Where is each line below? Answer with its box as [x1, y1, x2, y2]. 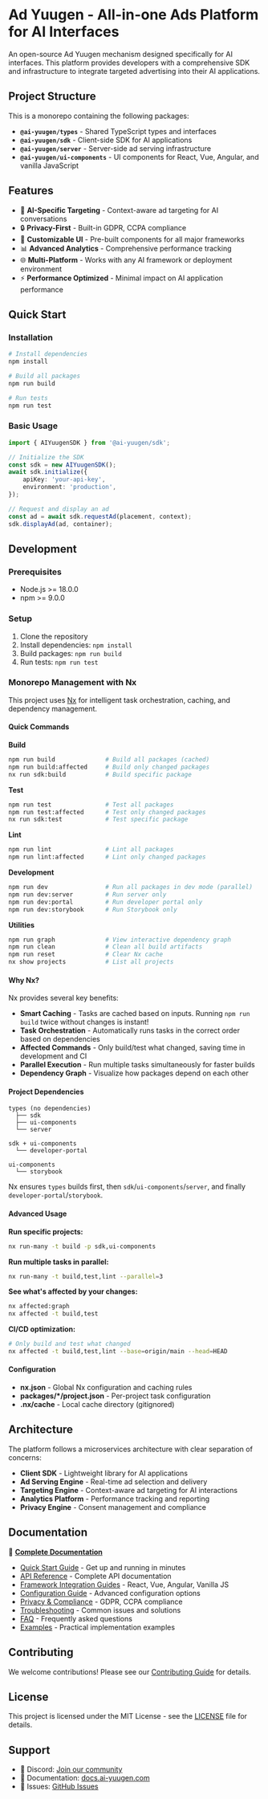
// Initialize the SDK [8, 453, 84, 461]
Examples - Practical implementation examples [19, 1622, 175, 1632]
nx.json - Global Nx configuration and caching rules [19, 1383, 193, 1393]
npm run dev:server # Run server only [8, 890, 167, 899]
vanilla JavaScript [19, 161, 79, 170]
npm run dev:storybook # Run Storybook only [8, 905, 178, 913]
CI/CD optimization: [8, 1324, 76, 1334]
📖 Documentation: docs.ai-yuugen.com [19, 1773, 150, 1783]
